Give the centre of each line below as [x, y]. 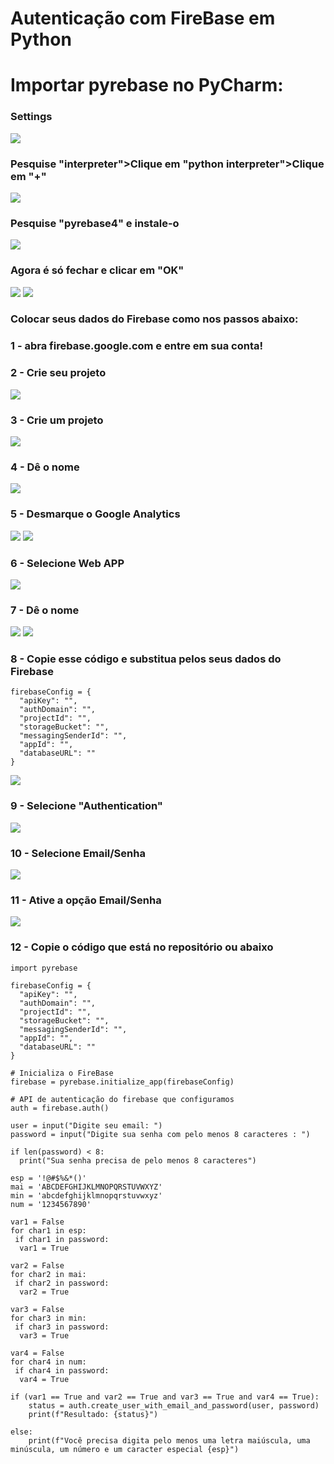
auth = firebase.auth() [60, 1108]
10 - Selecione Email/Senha [78, 853]
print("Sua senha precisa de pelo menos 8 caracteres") [138, 1160]
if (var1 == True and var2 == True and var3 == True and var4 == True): [165, 1397]
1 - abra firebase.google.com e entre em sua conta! [136, 346]
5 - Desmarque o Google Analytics [95, 514]
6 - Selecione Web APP [67, 563]
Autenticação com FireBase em [143, 18]
